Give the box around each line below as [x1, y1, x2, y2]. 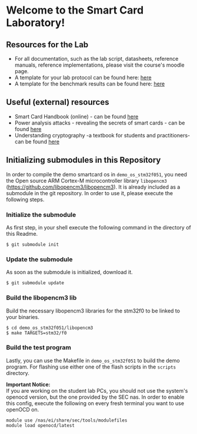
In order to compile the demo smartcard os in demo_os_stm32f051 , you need [6, 170, 187, 177]
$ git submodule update [6, 280, 65, 286]
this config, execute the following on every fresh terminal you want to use [6, 399, 184, 407]
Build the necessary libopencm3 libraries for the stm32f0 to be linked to [6, 307, 181, 314]
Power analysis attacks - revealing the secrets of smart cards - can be [14, 119, 185, 126]
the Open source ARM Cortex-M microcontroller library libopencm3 [6, 177, 168, 184]
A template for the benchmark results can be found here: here [14, 80, 165, 87]
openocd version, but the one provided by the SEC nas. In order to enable [6, 393, 185, 400]
